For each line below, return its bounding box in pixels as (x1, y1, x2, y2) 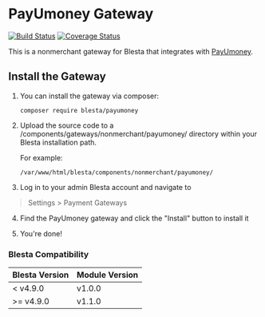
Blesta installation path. (19, 137, 97, 147)
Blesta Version (12, 269, 69, 280)
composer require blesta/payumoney (19, 106, 139, 114)
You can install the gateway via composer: (19, 91, 160, 101)
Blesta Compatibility (8, 248, 89, 260)
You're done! (19, 228, 62, 238)
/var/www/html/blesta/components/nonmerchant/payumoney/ (19, 168, 214, 176)
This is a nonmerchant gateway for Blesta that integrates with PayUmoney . (8, 46, 254, 56)
